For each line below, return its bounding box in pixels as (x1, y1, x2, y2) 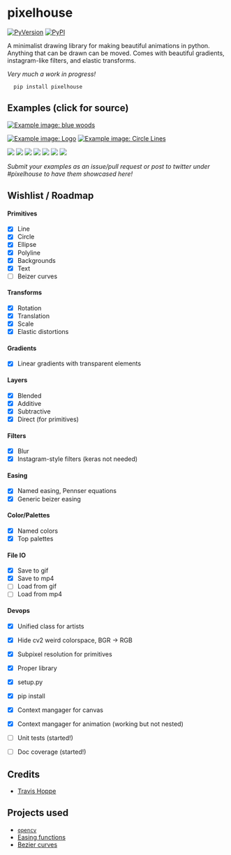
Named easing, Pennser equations (17, 487, 117, 495)
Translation (17, 312, 50, 320)
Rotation (17, 303, 42, 312)
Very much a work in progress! (7, 70, 96, 78)
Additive (17, 399, 42, 407)
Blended (17, 391, 42, 400)
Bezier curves (17, 840, 58, 849)
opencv (17, 826, 37, 834)
